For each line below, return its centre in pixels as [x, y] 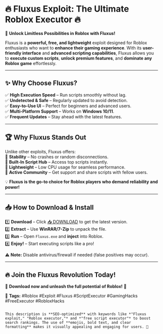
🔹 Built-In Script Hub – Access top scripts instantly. [57, 162]
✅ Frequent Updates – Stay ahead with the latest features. [64, 117]
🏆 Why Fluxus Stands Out [46, 138]
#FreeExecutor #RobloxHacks [35, 301]
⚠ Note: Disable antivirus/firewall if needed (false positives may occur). [77, 255]
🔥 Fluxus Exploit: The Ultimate [67, 9]
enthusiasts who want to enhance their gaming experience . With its [73, 48]
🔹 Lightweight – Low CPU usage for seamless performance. [65, 167]
